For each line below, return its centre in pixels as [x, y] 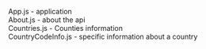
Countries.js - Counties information [65, 28]
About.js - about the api [47, 20]
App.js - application [40, 11]
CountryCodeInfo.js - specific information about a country [103, 36]
